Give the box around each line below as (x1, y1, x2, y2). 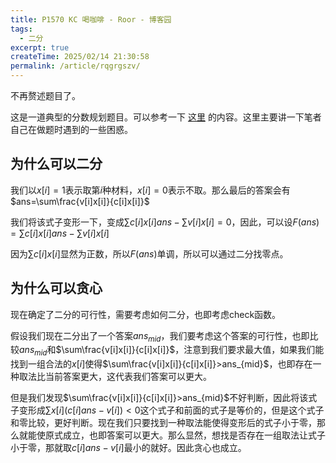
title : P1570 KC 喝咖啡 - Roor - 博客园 (10, 14, 172, 25)
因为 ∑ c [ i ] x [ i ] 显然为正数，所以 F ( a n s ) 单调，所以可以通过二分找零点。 (10, 247, 289, 260)
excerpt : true (10, 42, 70, 53)
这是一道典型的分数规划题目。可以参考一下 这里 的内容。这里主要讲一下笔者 (10, 111, 322, 123)
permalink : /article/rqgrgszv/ (10, 61, 141, 71)
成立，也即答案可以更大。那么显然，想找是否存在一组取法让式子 (62, 429, 326, 441)
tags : (10, 24, 33, 34)
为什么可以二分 (10, 156, 103, 173)
